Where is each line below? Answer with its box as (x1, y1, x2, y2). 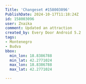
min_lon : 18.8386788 (9, 53, 52, 58)
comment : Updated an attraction (5, 26, 72, 31)
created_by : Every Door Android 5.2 (5, 30, 81, 35)
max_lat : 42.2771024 (9, 67, 52, 72)
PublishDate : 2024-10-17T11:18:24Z (5, 12, 79, 17)
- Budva (5, 44, 21, 49)
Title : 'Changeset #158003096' (5, 7, 70, 12)
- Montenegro (5, 40, 32, 44)
